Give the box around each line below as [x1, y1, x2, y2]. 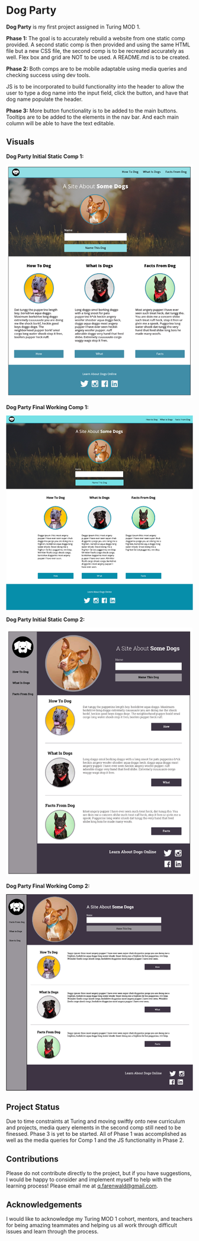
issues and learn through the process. [6, 1228, 99, 1235]
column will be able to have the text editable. [6, 119, 115, 126]
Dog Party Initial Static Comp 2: [6, 616, 85, 623]
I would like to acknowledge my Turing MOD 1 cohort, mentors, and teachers [6, 1215, 193, 1223]
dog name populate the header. [6, 96, 83, 103]
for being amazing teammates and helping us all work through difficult [6, 1221, 178, 1229]
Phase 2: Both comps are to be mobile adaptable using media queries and [6, 65, 187, 72]
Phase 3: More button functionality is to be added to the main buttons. [6, 107, 178, 114]
